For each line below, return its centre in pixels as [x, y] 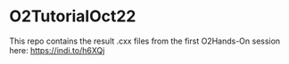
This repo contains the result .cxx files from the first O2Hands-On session [145, 41]
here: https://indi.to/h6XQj [57, 50]
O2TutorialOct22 [73, 16]
